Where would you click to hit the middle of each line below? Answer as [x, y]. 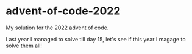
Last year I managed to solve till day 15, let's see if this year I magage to [96, 39]
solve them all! [24, 46]
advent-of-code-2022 [63, 11]
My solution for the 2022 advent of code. [57, 28]
